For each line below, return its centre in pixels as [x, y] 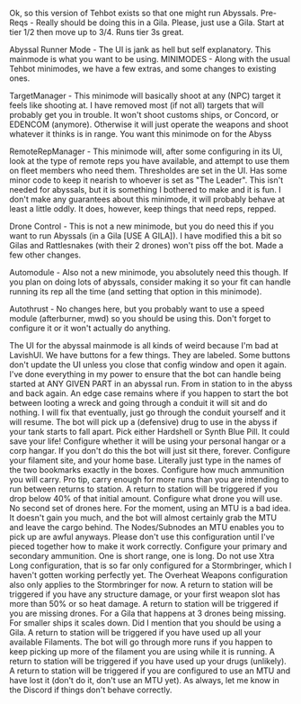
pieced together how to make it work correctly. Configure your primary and [148, 546]
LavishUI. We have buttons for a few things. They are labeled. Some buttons [150, 355]
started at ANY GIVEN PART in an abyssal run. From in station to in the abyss [151, 384]
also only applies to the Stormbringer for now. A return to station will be [142, 585]
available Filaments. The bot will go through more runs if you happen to [141, 642]
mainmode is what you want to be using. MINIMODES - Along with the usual [150, 59]
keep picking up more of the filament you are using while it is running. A [142, 651]
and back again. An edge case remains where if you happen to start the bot [149, 393]
